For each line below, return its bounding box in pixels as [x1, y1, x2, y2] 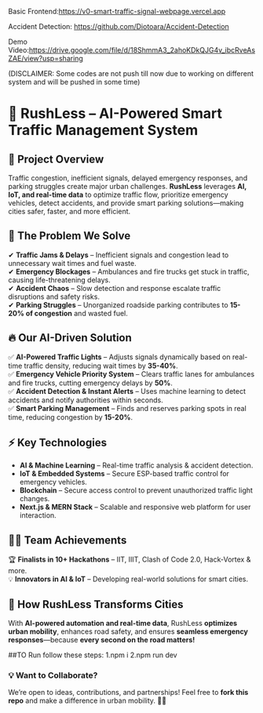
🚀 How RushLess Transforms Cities [8, 598, 184, 611]
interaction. [19, 511, 57, 520]
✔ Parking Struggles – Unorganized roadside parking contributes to [8, 300, 229, 309]
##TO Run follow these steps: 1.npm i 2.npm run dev [8, 650, 178, 660]
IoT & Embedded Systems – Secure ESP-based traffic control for [19, 469, 230, 478]
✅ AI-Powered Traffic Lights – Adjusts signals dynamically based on [8, 352, 231, 362]
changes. [19, 494, 50, 504]
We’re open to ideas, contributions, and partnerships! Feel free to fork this [8, 688, 249, 697]
